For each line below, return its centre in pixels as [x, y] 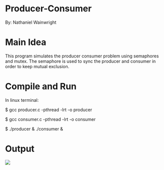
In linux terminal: [22, 100]
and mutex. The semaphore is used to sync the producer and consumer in [81, 61]
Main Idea [26, 42]
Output [20, 149]
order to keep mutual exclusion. [37, 66]
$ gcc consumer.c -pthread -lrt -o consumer [50, 119]
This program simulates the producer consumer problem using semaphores [82, 56]
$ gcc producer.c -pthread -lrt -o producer [49, 110]
